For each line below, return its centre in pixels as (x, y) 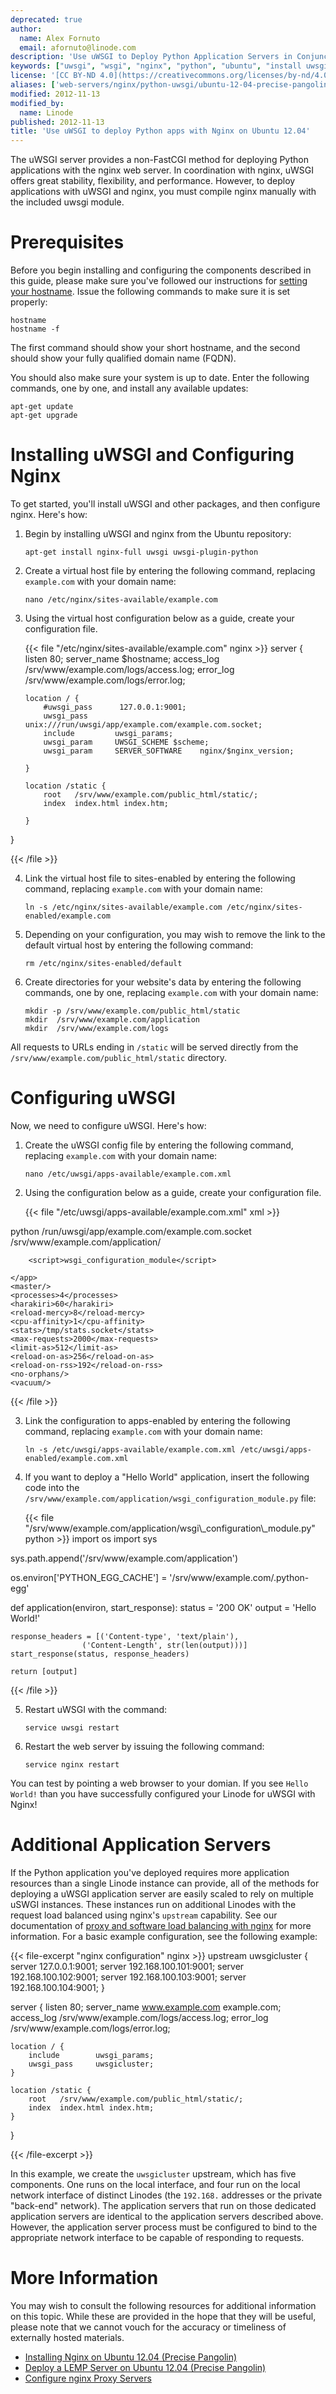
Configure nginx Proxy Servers (88, 2378)
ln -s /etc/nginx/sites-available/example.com (123, 907)
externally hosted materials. (67, 2337)
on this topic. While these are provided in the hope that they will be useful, (163, 2316)
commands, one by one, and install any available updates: (129, 388)
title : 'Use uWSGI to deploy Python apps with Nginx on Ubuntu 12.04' (160, 131)
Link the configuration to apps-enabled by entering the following (157, 1420)
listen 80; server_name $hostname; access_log (122, 659)
